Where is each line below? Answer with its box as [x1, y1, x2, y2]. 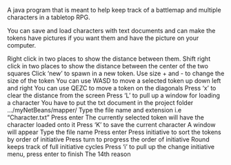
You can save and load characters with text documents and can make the [7, 27, 216, 35]
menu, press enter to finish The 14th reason [7, 150, 131, 158]
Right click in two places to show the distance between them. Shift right [7, 55, 211, 63]
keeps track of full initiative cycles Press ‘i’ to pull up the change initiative [7, 143, 215, 151]
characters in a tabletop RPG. [7, 13, 91, 21]
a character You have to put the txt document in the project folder [7, 99, 194, 106]
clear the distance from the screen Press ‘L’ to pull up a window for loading [7, 91, 221, 99]
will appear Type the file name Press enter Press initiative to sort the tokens [7, 128, 222, 136]
